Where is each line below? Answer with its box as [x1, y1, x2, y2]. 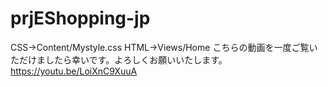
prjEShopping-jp [10, 7, 151, 30]
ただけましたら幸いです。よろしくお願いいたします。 [10, 53, 228, 66]
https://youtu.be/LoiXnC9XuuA [10, 65, 138, 77]
